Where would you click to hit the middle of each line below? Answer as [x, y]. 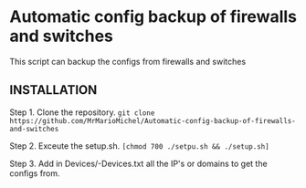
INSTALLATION [53, 90]
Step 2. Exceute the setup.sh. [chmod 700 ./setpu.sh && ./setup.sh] [139, 146]
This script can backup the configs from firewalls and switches [128, 61]
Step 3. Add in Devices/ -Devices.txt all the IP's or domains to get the [138, 163]
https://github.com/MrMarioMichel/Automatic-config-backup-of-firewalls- [153, 120]
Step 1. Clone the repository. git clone [82, 112]
